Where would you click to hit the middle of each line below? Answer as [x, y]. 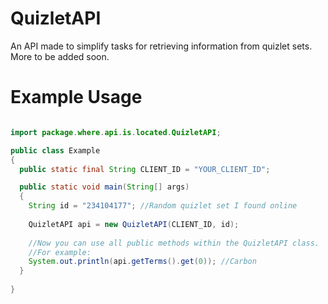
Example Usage [76, 97]
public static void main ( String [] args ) [104, 187]
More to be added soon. [60, 56]
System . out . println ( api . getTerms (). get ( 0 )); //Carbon [142, 262]
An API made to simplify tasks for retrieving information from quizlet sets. [161, 46]
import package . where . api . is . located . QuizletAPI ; [116, 132]
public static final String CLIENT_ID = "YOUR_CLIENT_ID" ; [145, 169]
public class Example [55, 150]
